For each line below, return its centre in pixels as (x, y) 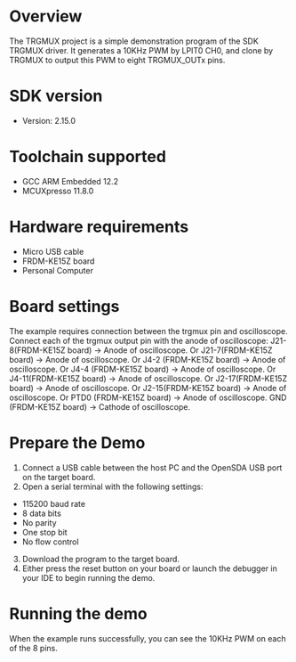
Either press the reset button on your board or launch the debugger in (149, 568)
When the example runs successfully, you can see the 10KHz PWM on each (148, 638)
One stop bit (45, 532)
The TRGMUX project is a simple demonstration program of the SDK (134, 41)
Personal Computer (57, 270)
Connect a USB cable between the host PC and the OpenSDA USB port (152, 467)
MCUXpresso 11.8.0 (58, 191)
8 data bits (42, 513)
